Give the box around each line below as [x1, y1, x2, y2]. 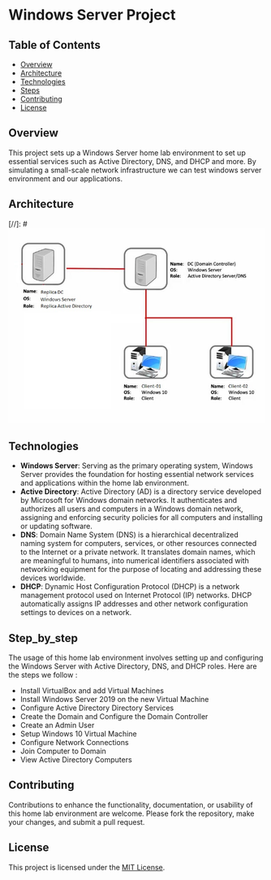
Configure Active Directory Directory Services [19, 703, 174, 713]
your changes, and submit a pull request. [8, 817, 145, 826]
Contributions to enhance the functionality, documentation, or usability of [8, 800, 254, 809]
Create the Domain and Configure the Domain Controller [19, 712, 209, 722]
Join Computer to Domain [19, 746, 107, 756]
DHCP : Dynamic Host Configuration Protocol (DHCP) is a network [19, 582, 240, 592]
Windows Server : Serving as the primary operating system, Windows [19, 461, 253, 470]
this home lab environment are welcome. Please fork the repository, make [8, 808, 255, 818]
